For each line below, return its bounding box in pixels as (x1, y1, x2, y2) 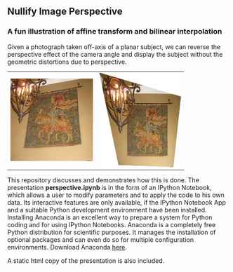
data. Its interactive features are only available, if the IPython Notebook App (7, 198, 227, 207)
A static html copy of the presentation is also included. (7, 257, 165, 265)
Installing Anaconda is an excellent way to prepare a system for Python (7, 213, 213, 222)
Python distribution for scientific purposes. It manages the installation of (7, 228, 216, 237)
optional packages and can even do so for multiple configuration (7, 236, 194, 244)
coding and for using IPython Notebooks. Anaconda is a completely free (7, 221, 216, 229)
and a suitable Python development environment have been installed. (7, 206, 207, 215)
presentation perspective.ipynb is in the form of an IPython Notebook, (7, 184, 212, 192)
